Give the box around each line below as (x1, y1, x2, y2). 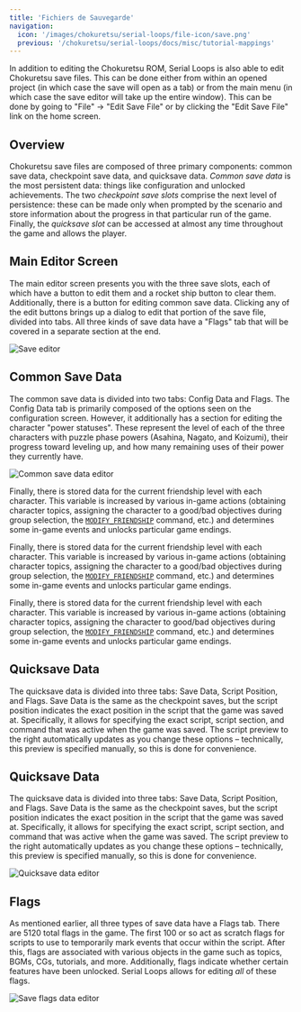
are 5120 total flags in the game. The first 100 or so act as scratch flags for (9, 927, 286, 938)
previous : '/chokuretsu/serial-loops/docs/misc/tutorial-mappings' (17, 38, 276, 48)
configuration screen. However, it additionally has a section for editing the (9, 412, 283, 424)
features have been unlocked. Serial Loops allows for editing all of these (9, 966, 277, 977)
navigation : (9, 22, 54, 31)
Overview (9, 137, 66, 152)
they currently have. (9, 451, 84, 461)
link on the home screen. (9, 111, 102, 122)
